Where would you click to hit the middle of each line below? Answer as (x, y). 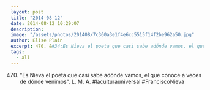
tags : (17, 52)
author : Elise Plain (37, 40)
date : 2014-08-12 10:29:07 (45, 23)
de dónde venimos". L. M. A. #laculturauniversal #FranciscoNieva (102, 81)
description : (27, 29)
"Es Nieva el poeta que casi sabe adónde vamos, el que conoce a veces (111, 75)
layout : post (27, 12)
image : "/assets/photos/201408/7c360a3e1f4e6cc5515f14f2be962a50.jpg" (103, 35)
